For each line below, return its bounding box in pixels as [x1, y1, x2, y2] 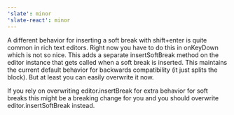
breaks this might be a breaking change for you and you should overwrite [7, 93, 219, 102]
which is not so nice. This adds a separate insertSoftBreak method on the [7, 50, 219, 59]
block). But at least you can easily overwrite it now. [7, 72, 154, 81]
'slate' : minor [7, 10, 52, 17]
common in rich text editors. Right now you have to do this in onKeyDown [7, 43, 219, 52]
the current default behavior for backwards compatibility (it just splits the [7, 66, 218, 74]
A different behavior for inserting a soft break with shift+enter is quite [7, 36, 207, 44]
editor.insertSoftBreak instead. [7, 101, 95, 109]
